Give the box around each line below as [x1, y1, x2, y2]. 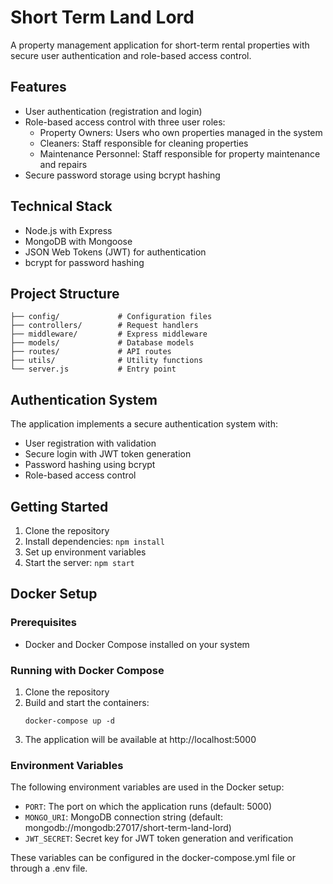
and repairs [39, 158, 88, 170]
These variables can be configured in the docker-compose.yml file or [10, 852, 297, 864]
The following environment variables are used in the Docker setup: [10, 781, 285, 793]
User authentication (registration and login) [24, 105, 203, 117]
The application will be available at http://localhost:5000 [24, 733, 257, 745]
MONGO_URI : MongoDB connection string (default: [24, 811, 223, 823]
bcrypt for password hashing [24, 256, 145, 268]
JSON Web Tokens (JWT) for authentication [24, 246, 207, 258]
